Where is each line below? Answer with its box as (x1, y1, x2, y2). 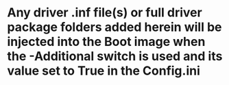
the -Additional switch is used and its (7, 49, 223, 64)
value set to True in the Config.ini (7, 63, 201, 79)
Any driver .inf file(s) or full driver (7, 5, 202, 21)
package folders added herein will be (7, 19, 222, 35)
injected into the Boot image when (7, 34, 206, 49)
